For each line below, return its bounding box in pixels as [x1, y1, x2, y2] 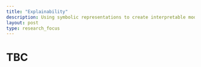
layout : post [6, 20, 39, 25]
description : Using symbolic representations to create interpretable [6, 14, 186, 20]
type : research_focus [6, 25, 60, 31]
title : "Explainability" [6, 8, 68, 15]
